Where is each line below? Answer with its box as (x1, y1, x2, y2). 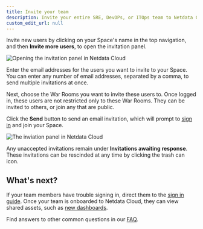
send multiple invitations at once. (6, 79, 89, 86)
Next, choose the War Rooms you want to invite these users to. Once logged (6, 91, 196, 98)
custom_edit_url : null (6, 20, 63, 26)
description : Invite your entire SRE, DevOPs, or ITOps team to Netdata (6, 14, 193, 20)
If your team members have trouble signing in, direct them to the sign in (6, 191, 184, 199)
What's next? (6, 175, 58, 186)
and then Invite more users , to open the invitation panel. (6, 43, 147, 50)
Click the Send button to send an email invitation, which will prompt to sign (6, 115, 192, 122)
